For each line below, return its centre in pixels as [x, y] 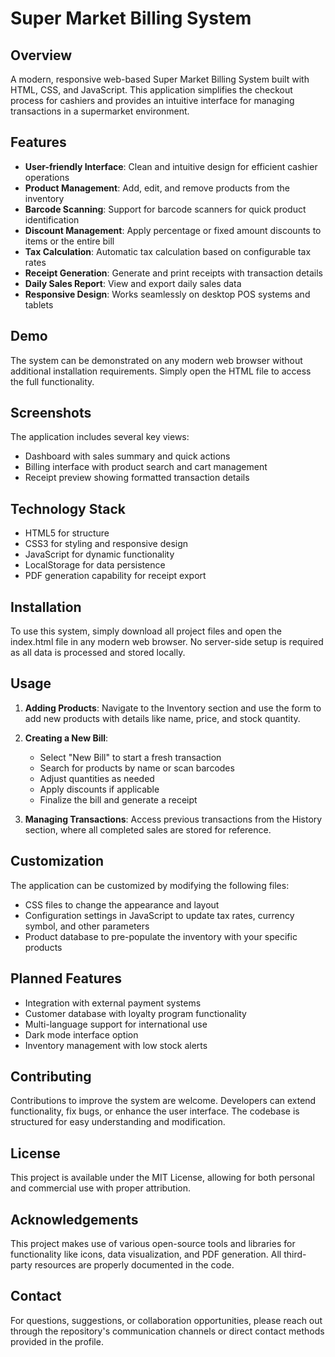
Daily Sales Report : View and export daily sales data [133, 283]
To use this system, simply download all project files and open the [146, 631]
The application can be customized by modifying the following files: [150, 885]
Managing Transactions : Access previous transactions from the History [173, 819]
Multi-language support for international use [116, 1024]
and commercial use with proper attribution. [101, 1188]
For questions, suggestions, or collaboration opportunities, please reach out [166, 1320]
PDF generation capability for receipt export [115, 576]
